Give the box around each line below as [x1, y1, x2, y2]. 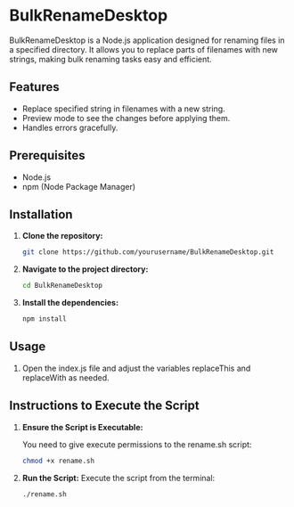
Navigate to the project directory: [21, 264, 149, 274]
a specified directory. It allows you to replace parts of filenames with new [9, 44, 279, 54]
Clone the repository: [21, 231, 103, 241]
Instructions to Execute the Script [9, 398, 200, 413]
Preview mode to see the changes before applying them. [21, 112, 231, 123]
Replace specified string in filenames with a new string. [21, 103, 225, 114]
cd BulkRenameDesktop [21, 282, 102, 290]
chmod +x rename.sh [21, 456, 95, 465]
